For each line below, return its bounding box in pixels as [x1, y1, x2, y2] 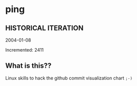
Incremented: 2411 [5, 47, 44, 53]
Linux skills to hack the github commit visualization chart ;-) [5, 75, 133, 81]
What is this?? [5, 62, 52, 70]
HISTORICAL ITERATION [5, 24, 84, 32]
